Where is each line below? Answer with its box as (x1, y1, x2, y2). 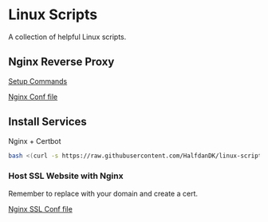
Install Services (8, 115, 88, 129)
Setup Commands (8, 76, 68, 85)
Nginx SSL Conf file (8, 204, 73, 213)
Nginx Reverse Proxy (8, 55, 115, 69)
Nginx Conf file (8, 92, 58, 101)
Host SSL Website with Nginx (8, 170, 124, 181)
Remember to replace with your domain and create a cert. (8, 188, 198, 198)
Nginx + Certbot (8, 136, 61, 145)
